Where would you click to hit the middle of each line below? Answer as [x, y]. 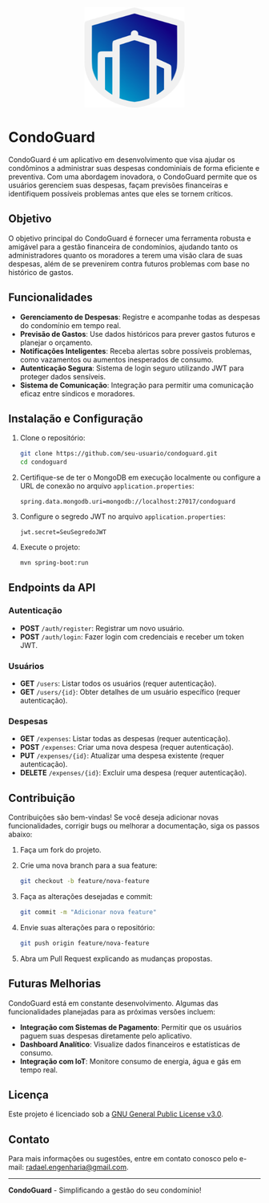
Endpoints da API [52, 588]
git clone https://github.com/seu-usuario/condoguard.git [118, 454]
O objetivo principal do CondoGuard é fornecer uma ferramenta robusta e [130, 238]
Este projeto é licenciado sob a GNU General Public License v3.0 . [116, 1114]
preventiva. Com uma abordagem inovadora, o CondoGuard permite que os [133, 176]
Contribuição [42, 798]
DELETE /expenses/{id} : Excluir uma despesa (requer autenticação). [133, 773]
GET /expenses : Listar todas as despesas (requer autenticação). [125, 739]
